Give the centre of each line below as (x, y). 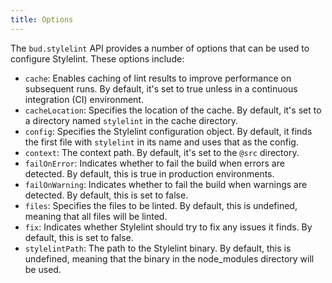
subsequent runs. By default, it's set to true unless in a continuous (161, 88)
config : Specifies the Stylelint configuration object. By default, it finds (168, 131)
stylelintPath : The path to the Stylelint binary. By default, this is (158, 248)
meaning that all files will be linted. (96, 216)
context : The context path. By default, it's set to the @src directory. (162, 152)
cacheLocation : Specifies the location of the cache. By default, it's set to (173, 110)
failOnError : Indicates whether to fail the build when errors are (154, 163)
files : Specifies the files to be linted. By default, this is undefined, (161, 205)
